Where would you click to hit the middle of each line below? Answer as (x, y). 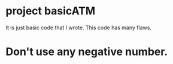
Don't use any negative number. (87, 52)
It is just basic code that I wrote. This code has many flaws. (79, 28)
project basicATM (51, 11)
